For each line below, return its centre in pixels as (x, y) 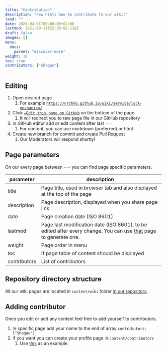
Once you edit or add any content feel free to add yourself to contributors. (81, 319)
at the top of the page (66, 194)
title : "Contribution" (29, 10)
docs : (15, 47)
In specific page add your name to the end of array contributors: (80, 329)
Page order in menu (64, 245)
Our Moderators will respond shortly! (57, 139)
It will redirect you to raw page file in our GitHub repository (80, 118)
